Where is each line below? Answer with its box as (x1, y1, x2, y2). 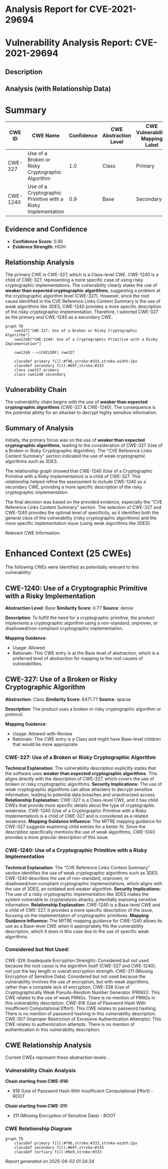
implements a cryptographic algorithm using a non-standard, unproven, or (5, 620, 158, 626)
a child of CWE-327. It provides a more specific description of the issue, (5, 907, 153, 913)
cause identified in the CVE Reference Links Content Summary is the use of (5, 298, 161, 304)
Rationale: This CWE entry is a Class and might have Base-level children (12, 736, 161, 742)
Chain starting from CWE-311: (5, 1102, 68, 1109)
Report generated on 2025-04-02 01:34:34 (5, 1158, 94, 1164)
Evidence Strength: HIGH (12, 244, 66, 250)
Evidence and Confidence (5, 225, 87, 234)
